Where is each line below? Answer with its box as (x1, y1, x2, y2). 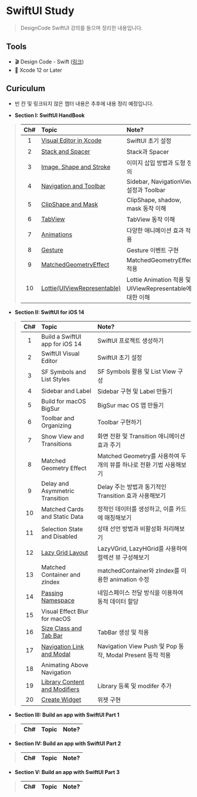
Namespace (40, 596, 75, 604)
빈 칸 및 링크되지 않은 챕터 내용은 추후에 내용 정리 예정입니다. (14, 100, 154, 107)
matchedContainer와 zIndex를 (97, 566, 180, 574)
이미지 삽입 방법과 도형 (126, 159, 186, 167)
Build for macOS (40, 397, 86, 405)
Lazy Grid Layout (40, 548, 88, 557)
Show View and (40, 432, 84, 440)
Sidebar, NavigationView (126, 178, 195, 186)
